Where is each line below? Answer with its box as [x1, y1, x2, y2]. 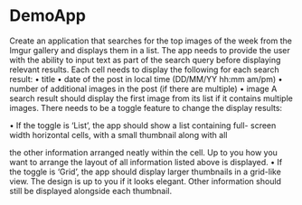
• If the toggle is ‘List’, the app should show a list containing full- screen [9, 119, 277, 131]
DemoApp [9, 5, 86, 26]
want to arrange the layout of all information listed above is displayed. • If [9, 156, 283, 167]
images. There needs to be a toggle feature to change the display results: [9, 102, 283, 113]
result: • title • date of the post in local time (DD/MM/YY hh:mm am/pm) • [9, 73, 283, 84]
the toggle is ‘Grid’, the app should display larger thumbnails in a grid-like [9, 166, 282, 177]
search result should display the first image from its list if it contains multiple [9, 92, 294, 104]
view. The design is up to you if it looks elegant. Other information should [9, 175, 282, 186]
